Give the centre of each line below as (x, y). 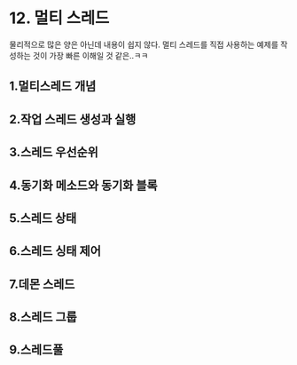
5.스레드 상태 (43, 218)
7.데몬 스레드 (42, 284)
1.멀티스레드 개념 (53, 87)
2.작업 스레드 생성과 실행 (73, 119)
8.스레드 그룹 (43, 317)
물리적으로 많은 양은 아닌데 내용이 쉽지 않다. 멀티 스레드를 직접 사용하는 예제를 (144, 44)
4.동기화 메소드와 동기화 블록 (83, 185)
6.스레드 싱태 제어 (55, 251)
